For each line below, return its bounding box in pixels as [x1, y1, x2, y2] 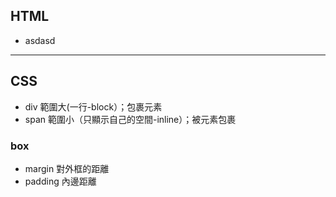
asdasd [24, 34, 56, 46]
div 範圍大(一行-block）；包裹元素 [24, 100, 163, 113]
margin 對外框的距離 [24, 162, 110, 174]
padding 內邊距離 [24, 175, 97, 187]
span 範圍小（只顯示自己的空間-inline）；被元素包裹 [24, 113, 237, 125]
